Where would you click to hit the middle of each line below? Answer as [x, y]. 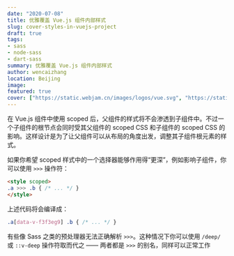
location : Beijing [34, 78]
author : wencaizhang [37, 72]
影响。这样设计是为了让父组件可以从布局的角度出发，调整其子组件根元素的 [114, 136]
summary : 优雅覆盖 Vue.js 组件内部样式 [60, 66]
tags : [15, 40]
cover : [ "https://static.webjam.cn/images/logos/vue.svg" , [95, 98]
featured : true [29, 91]
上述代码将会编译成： [38, 209]
